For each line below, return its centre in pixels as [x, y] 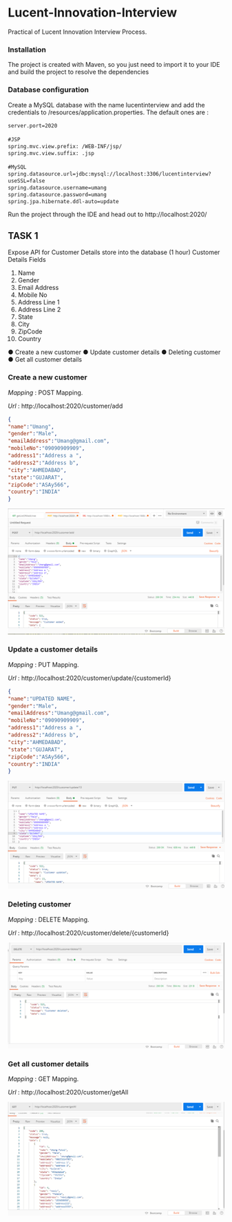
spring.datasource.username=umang [57, 187]
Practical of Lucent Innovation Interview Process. [77, 32]
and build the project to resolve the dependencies [78, 72]
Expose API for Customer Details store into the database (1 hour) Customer [114, 252]
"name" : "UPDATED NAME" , [42, 698]
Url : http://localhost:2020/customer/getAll [68, 1092]
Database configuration [48, 90]
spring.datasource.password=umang [57, 194]
